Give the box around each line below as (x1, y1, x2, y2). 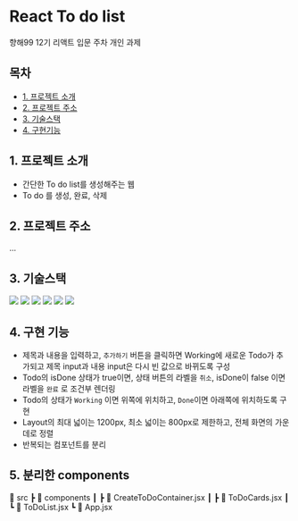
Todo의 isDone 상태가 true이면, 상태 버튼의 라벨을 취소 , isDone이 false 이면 (21, 373, 286, 382)
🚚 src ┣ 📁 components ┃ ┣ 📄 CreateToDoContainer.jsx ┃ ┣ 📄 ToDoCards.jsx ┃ (9, 492, 290, 502)
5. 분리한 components (9, 467, 130, 483)
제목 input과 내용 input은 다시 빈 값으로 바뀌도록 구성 (46, 361, 230, 372)
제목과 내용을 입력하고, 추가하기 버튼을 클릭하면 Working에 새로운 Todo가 (21, 350, 275, 360)
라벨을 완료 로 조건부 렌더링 (21, 383, 116, 394)
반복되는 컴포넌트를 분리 (21, 440, 107, 450)
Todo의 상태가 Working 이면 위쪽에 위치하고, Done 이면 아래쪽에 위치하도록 (21, 395, 278, 405)
